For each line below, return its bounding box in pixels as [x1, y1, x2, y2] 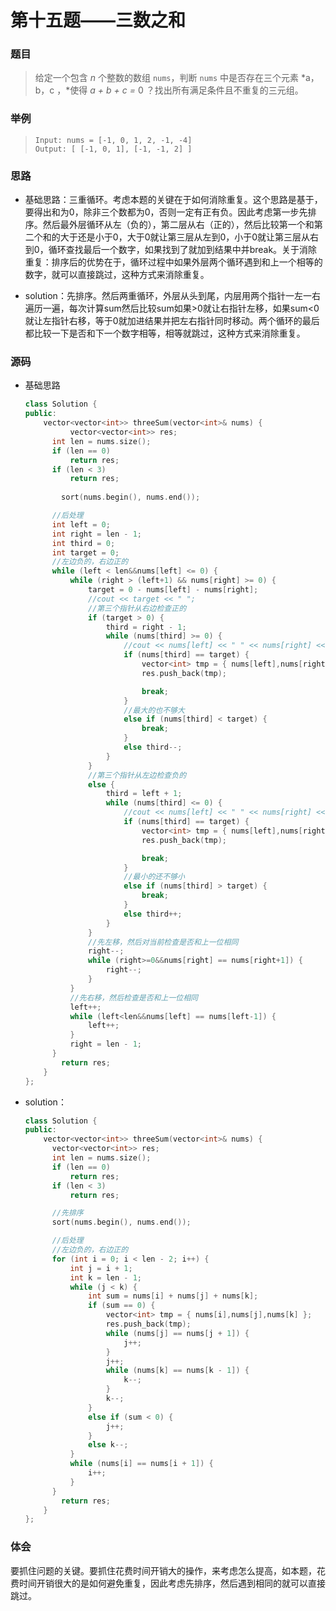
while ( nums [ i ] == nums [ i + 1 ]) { [69, 1459, 214, 1469]
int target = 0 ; [51, 547, 120, 558]
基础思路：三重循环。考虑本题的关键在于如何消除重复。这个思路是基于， [24, 194, 323, 206]
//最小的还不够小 [123, 872, 185, 882]
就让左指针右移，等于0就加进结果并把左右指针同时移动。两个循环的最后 [24, 315, 320, 327]
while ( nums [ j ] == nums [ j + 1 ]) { [105, 1328, 250, 1338]
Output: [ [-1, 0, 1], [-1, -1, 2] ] [34, 144, 193, 154]
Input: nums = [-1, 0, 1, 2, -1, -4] [34, 135, 193, 145]
